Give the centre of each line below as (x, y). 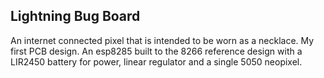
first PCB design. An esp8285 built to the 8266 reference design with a (156, 51)
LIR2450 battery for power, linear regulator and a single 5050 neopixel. (156, 61)
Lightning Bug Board (75, 16)
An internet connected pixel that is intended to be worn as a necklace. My (162, 40)
